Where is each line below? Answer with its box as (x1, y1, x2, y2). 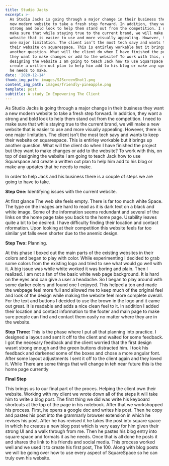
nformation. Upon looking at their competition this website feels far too (5, 225, 152, 231)
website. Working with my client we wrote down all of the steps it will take (5, 391, 158, 397)
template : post (5, 86, 37, 92)
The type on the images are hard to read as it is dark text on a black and (5, 204, 154, 210)
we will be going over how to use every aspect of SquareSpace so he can (5, 450, 158, 456)
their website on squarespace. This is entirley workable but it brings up (5, 137, 152, 143)
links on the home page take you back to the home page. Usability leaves (5, 214, 157, 220)
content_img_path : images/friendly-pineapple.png (5, 82, 112, 87)
